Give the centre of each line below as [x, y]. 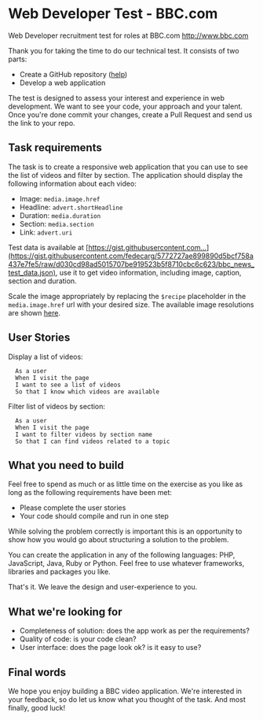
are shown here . [35, 312]
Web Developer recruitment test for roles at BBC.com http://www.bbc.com [128, 35]
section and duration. [42, 281]
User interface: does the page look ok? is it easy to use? [110, 648]
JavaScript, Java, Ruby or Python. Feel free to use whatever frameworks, [126, 563]
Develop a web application [62, 83]
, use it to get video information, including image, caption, [148, 272]
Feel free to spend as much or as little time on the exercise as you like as [126, 484]
